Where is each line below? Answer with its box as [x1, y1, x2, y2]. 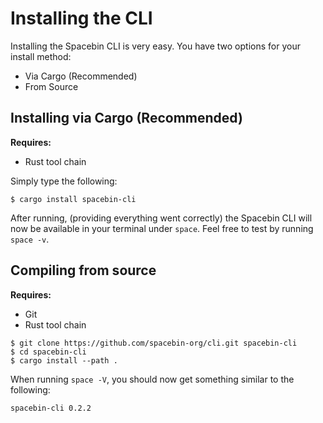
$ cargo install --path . [10, 355, 118, 366]
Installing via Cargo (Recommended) [10, 110, 243, 127]
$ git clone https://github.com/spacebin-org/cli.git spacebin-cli [10, 338, 298, 348]
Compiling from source [10, 262, 157, 279]
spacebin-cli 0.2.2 [10, 403, 92, 413]
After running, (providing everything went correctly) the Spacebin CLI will [10, 212, 313, 224]
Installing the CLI [10, 7, 153, 30]
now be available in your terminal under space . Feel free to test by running [10, 222, 314, 234]
